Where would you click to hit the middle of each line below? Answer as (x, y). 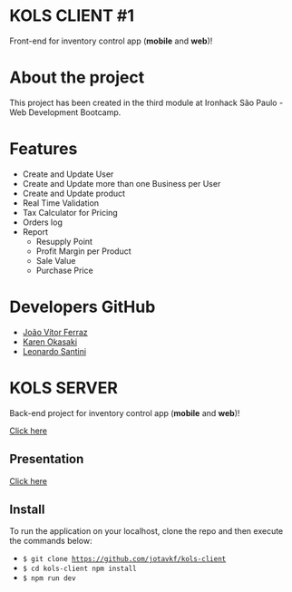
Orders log (43, 222)
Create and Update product (73, 193)
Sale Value (56, 260)
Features (44, 149)
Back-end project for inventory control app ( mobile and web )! (125, 412)
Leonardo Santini (54, 351)
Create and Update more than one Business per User (122, 183)
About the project (77, 78)
